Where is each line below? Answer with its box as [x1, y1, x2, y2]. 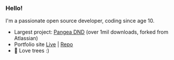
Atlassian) [13, 35, 39, 42]
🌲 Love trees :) [13, 47, 50, 54]
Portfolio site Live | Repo [13, 41, 73, 48]
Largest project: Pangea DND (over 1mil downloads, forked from [13, 29, 169, 36]
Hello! [5, 4, 23, 12]
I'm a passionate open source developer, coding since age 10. [5, 17, 155, 24]
